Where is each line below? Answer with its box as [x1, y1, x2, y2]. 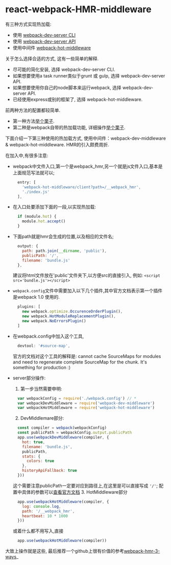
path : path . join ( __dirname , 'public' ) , [22, 248, 107, 253]
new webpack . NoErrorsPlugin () [22, 319, 86, 324]
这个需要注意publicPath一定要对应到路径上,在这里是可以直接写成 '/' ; [12, 482, 158, 489]
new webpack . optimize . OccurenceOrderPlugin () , [22, 309, 123, 314]
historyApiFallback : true [22, 468, 78, 473]
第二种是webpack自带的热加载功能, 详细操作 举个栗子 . [12, 124, 126, 131]
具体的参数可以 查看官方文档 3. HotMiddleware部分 [21, 489, 128, 495]
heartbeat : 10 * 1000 [22, 513, 68, 519]
